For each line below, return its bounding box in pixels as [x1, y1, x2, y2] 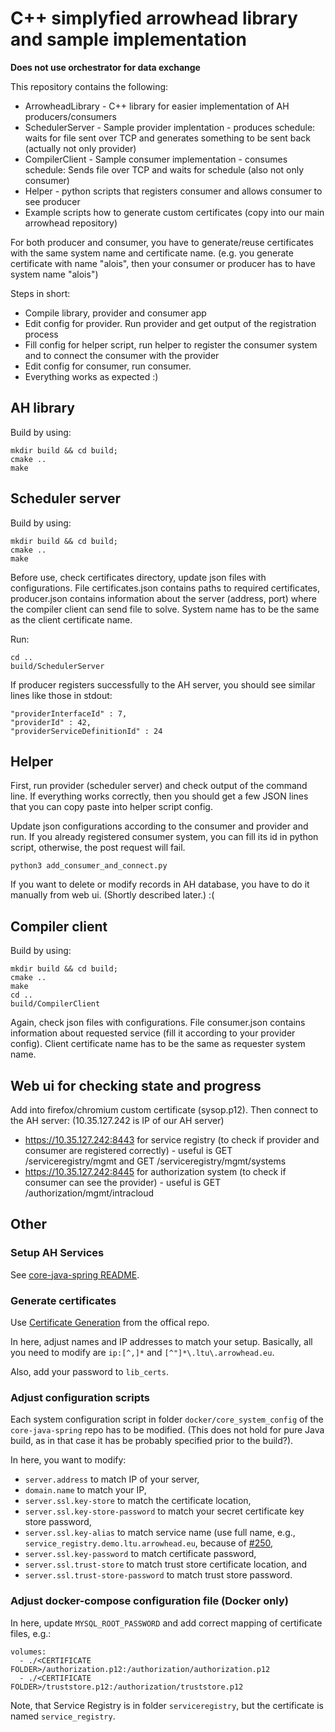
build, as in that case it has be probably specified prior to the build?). [10, 1435, 294, 1447]
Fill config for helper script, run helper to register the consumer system [24, 338, 318, 351]
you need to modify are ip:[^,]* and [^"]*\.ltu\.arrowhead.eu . [10, 1346, 275, 1358]
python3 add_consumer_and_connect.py [10, 861, 168, 871]
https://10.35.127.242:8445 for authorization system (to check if [24, 1166, 287, 1177]
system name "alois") [10, 268, 99, 280]
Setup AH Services [10, 1246, 105, 1260]
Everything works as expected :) [24, 370, 159, 382]
